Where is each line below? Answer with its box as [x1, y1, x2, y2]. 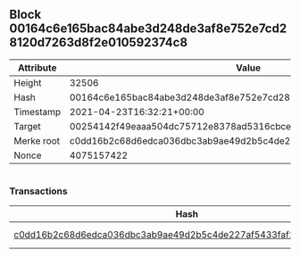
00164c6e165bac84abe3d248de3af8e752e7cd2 [9, 21, 287, 37]
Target [13, 120, 42, 132]
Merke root [13, 134, 61, 146]
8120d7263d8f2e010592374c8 [9, 35, 188, 50]
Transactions [9, 185, 69, 197]
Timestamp [13, 105, 62, 118]
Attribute [17, 62, 57, 74]
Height [13, 76, 42, 88]
